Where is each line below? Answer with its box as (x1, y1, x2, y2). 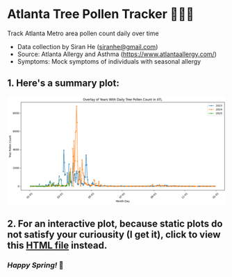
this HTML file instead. (7, 240, 108, 251)
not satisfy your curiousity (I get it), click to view (7, 229, 221, 241)
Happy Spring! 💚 (7, 260, 64, 270)
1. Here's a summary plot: (7, 78, 119, 89)
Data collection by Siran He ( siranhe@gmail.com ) (17, 42, 158, 51)
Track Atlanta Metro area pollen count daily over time (7, 29, 159, 37)
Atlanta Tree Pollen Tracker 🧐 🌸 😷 (7, 6, 194, 22)
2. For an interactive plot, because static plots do (7, 218, 223, 230)
